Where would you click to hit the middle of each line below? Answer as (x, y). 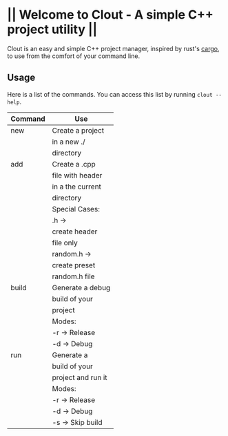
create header (75, 231)
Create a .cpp (74, 164)
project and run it (80, 377)
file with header (77, 175)
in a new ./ (69, 142)
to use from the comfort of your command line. (73, 56)
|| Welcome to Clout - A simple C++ (110, 15)
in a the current (77, 187)
